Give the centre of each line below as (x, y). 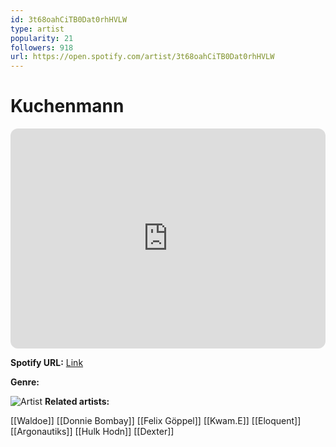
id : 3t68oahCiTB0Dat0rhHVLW (69, 19)
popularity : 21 (42, 38)
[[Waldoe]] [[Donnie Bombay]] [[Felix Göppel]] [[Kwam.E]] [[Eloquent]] (156, 421)
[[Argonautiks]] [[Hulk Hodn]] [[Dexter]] (92, 432)
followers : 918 (42, 47)
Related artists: (77, 402)
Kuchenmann (67, 106)
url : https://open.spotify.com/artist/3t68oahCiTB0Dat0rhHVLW (142, 57)
